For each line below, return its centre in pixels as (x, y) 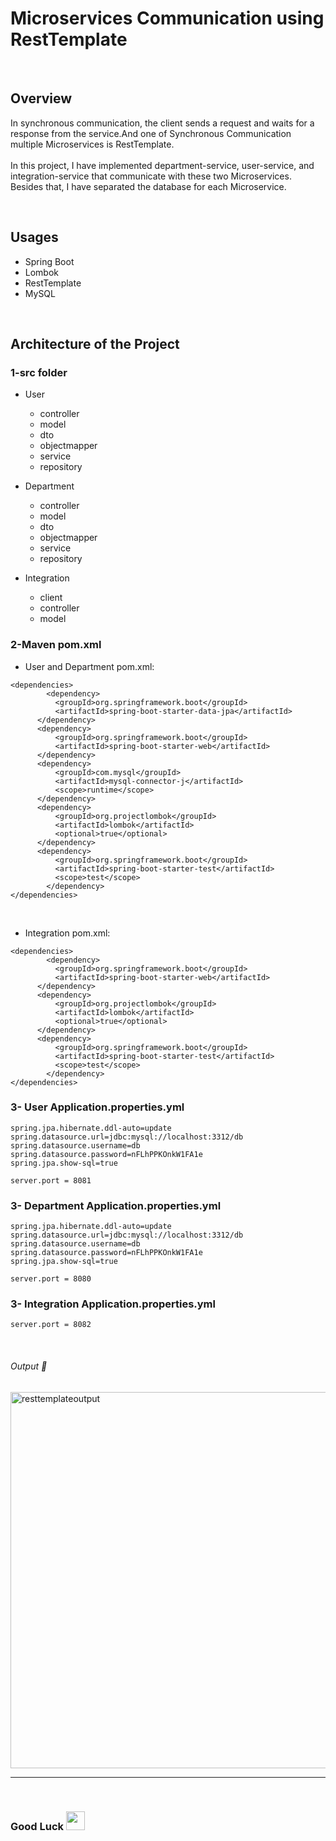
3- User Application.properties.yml (97, 1107)
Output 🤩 (29, 1366)
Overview (41, 98)
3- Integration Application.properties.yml (113, 1304)
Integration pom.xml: (67, 933)
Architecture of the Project (95, 343)
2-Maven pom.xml (56, 645)
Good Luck (37, 1826)
